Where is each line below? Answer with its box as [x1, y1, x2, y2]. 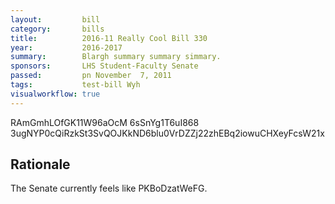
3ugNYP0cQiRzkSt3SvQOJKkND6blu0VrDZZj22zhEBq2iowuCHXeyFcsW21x [10, 127, 325, 139]
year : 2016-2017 [10, 42, 123, 53]
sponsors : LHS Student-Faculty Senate [10, 61, 199, 71]
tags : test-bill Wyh [10, 80, 141, 90]
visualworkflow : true [10, 89, 101, 99]
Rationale [10, 156, 71, 173]
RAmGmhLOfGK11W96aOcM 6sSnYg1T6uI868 [10, 116, 200, 128]
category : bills [10, 24, 105, 34]
